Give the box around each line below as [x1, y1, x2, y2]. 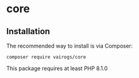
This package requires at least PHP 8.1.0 [6, 65, 108, 72]
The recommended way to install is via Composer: [6, 42, 133, 49]
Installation [6, 26, 50, 37]
